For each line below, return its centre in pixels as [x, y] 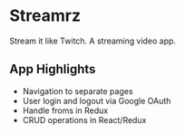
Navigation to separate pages [78, 91]
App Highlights [53, 69]
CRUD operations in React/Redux [84, 120]
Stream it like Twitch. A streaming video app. [93, 41]
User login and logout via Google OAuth [97, 100]
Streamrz [45, 16]
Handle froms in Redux [65, 110]
